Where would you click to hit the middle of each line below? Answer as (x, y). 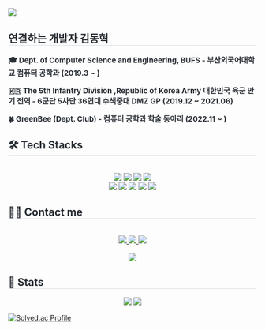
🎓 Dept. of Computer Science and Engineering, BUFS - (107, 60)
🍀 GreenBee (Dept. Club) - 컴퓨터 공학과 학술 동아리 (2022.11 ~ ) (118, 119)
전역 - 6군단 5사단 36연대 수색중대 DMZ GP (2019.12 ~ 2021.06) (125, 101)
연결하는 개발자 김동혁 (58, 39)
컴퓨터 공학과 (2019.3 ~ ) (58, 73)
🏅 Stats (26, 282)
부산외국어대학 (231, 60)
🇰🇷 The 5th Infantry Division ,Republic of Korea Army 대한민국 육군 (127, 90)
